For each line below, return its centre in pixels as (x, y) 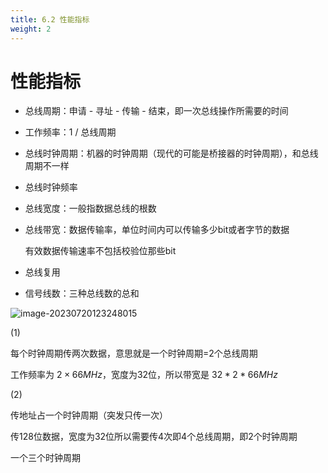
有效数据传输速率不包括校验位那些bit (100, 251)
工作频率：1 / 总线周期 (70, 132)
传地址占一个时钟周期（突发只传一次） (89, 415)
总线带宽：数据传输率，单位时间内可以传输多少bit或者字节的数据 (157, 230)
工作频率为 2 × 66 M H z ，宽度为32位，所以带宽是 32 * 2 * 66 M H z (144, 375)
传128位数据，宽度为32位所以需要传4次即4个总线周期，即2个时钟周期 (154, 437)
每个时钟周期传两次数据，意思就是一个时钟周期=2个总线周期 (134, 353)
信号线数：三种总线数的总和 (82, 293)
